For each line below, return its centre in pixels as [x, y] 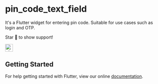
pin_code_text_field [46, 9]
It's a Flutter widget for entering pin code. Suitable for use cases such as [79, 22]
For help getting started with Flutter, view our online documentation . [74, 76]
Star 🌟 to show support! [29, 37]
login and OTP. [20, 27]
